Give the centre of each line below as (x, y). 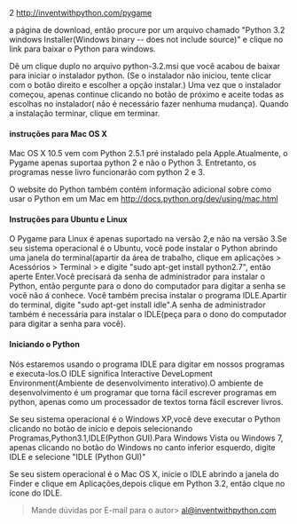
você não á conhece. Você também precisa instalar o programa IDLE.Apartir (148, 296)
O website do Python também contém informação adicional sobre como (141, 189)
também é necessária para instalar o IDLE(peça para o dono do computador (148, 314)
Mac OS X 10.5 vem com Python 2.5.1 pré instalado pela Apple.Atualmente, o (148, 154)
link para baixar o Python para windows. (83, 49)
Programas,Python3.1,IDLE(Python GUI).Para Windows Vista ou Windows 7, (146, 438)
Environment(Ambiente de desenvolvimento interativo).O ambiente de (137, 383)
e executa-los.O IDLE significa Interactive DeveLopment (111, 373)
